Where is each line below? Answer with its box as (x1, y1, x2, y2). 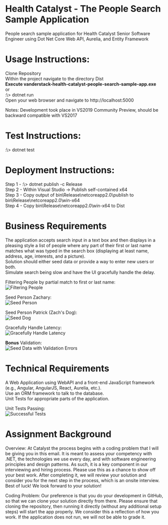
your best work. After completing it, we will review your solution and (5, 472, 147, 478)
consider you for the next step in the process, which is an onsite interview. (5, 477, 160, 483)
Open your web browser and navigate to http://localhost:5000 (5, 97, 134, 103)
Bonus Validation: (5, 340, 42, 346)
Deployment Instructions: (5, 165, 115, 176)
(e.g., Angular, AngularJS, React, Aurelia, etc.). (5, 385, 102, 391)
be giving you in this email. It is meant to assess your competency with (5, 450, 152, 456)
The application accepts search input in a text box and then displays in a (5, 237, 155, 243)
